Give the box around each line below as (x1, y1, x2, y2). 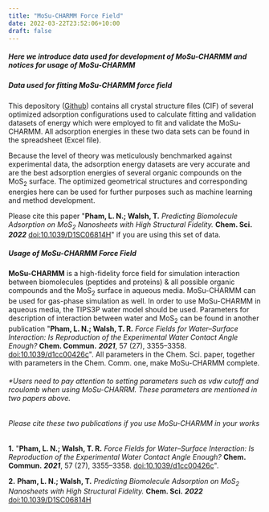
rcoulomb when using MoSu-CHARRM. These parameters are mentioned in (8, 385, 258, 394)
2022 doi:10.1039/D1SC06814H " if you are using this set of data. (8, 230, 221, 240)
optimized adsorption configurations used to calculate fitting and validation (8, 109, 257, 119)
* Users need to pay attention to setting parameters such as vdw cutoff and (8, 376, 259, 386)
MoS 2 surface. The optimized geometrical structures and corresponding (8, 176, 247, 188)
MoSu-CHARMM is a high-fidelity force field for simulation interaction (8, 269, 240, 279)
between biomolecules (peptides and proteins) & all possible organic (8, 277, 235, 287)
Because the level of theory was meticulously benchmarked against (8, 151, 233, 160)
